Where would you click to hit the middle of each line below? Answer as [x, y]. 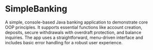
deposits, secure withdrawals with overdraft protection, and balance [73, 32]
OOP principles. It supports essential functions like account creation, [74, 27]
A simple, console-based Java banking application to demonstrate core [76, 22]
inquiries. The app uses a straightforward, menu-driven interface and [74, 37]
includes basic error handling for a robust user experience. [64, 42]
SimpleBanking [36, 9]
